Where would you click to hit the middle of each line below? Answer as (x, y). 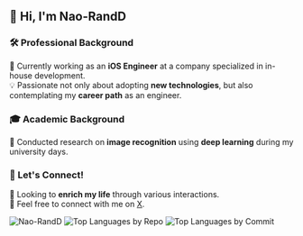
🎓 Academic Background (67, 119)
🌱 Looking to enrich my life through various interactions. (115, 195)
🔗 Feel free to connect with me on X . (77, 204)
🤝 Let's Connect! (46, 175)
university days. (39, 151)
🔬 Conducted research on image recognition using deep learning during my (151, 141)
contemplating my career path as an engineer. (96, 95)
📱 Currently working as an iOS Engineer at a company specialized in (136, 66)
